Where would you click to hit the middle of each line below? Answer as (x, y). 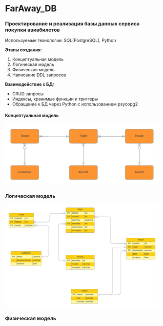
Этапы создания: (24, 50)
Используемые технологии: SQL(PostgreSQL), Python (61, 41)
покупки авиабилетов (32, 30)
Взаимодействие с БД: (30, 84)
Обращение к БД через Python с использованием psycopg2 (75, 104)
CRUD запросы (28, 94)
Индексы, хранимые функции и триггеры (55, 99)
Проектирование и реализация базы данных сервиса (72, 24)
